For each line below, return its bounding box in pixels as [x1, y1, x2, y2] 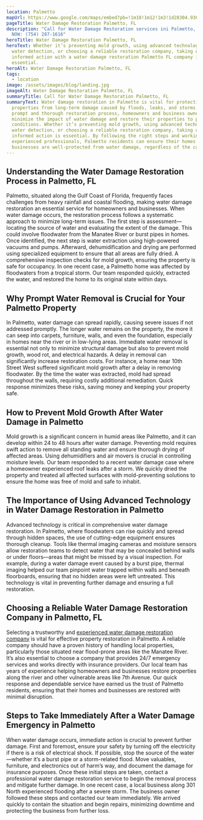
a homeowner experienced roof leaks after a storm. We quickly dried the [6, 465, 187, 473]
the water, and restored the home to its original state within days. [6, 276, 168, 283]
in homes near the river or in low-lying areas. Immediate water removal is [6, 338, 188, 345]
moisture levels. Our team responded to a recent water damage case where [6, 459, 195, 466]
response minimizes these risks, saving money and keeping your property [6, 383, 190, 391]
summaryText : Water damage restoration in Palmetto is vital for [6, 99, 174, 105]
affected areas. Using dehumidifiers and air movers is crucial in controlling [6, 452, 192, 459]
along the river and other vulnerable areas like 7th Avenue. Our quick [6, 673, 178, 681]
